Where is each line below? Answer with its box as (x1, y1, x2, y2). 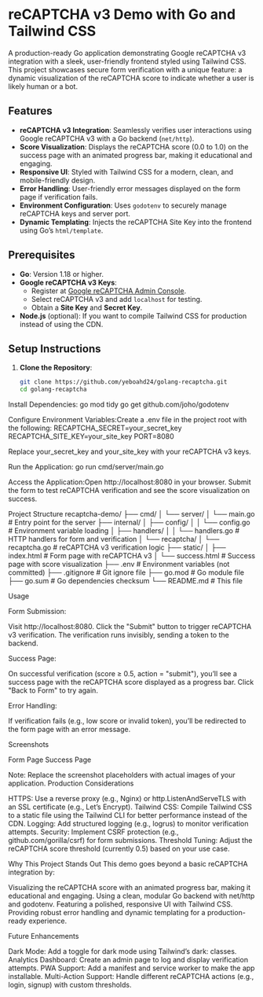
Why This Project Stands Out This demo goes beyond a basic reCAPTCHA (8, 859, 249, 869)
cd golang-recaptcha (19, 385, 87, 394)
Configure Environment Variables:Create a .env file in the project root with (8, 415, 247, 425)
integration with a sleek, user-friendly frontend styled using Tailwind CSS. (8, 57, 247, 66)
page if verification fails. (19, 192, 98, 201)
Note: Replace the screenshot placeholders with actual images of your (8, 771, 236, 780)
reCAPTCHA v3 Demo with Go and (8, 6, 236, 24)
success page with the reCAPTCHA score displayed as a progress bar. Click (8, 678, 254, 687)
